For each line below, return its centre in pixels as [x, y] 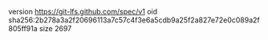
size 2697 [55, 28]
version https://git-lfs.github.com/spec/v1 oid [83, 12]
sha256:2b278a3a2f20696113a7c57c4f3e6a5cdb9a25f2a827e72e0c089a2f [134, 20]
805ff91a [23, 28]
